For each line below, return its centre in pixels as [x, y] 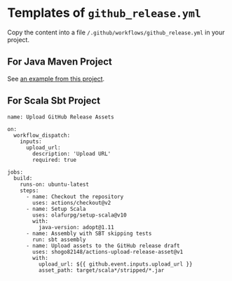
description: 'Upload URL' [72, 153]
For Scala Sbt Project [54, 101]
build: [23, 178]
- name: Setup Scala [56, 209]
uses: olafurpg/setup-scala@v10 [80, 215]
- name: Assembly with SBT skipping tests [89, 233]
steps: [29, 191]
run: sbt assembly [59, 240]
